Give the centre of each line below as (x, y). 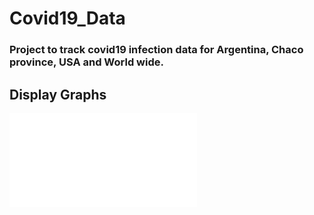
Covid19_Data (67, 18)
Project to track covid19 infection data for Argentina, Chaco (156, 50)
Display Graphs (58, 94)
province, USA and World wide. (86, 62)
